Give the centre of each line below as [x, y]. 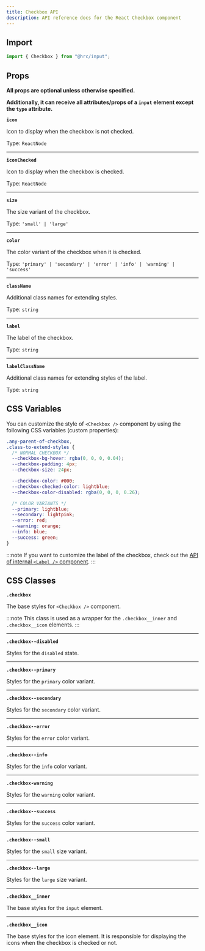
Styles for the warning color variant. [51, 794]
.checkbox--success [31, 811]
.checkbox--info [27, 755]
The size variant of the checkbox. [48, 212]
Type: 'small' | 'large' [38, 224]
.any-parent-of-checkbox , [39, 442]
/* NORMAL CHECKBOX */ [41, 453]
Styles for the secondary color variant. [53, 709]
